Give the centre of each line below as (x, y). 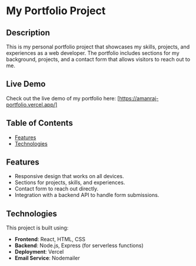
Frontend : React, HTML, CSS (50, 239)
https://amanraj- (139, 98)
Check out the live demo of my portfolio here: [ (63, 98)
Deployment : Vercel (39, 252)
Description (28, 33)
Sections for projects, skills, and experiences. (70, 183)
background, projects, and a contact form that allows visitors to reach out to (98, 59)
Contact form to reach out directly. (57, 189)
